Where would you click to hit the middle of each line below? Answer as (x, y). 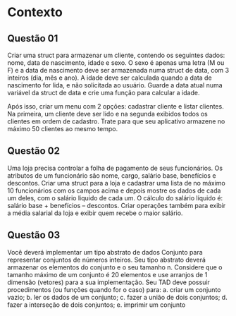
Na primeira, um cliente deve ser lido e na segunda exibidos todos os (107, 114)
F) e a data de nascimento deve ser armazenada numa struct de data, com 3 (118, 70)
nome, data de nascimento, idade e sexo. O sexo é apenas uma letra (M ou (116, 63)
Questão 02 (33, 151)
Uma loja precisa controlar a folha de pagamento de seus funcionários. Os (115, 168)
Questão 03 (34, 235)
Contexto (35, 12)
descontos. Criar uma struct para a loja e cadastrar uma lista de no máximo (116, 183)
